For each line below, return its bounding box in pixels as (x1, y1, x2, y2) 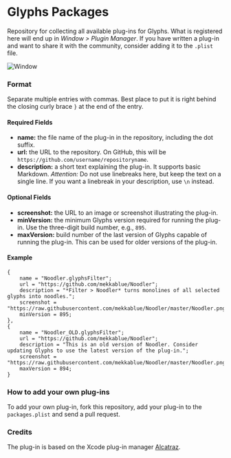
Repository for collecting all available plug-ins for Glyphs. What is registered (7, 27, 223, 35)
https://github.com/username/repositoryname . (16, 156, 149, 164)
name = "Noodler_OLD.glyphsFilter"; (19, 329, 125, 336)
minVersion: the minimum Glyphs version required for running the (16, 216, 204, 224)
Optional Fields (7, 194, 52, 202)
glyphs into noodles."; (7, 293, 76, 300)
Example (7, 253, 33, 262)
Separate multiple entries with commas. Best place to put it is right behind (7, 95, 217, 103)
